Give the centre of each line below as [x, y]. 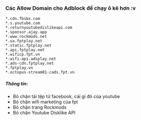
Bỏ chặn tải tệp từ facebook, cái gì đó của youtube [66, 97]
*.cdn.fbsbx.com [23, 19]
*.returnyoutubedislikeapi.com [39, 28]
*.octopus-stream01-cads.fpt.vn [40, 73]
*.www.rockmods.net [26, 37]
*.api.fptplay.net [25, 50]
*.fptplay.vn [19, 68]
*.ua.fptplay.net [24, 41]
